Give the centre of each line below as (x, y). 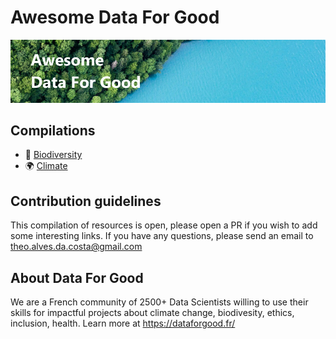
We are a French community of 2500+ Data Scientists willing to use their (159, 302)
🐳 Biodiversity (53, 155)
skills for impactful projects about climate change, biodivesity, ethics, (152, 313)
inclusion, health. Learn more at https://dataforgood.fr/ (123, 323)
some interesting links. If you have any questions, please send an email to (162, 236)
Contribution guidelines (86, 201)
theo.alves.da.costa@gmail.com (76, 247)
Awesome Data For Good (115, 17)
